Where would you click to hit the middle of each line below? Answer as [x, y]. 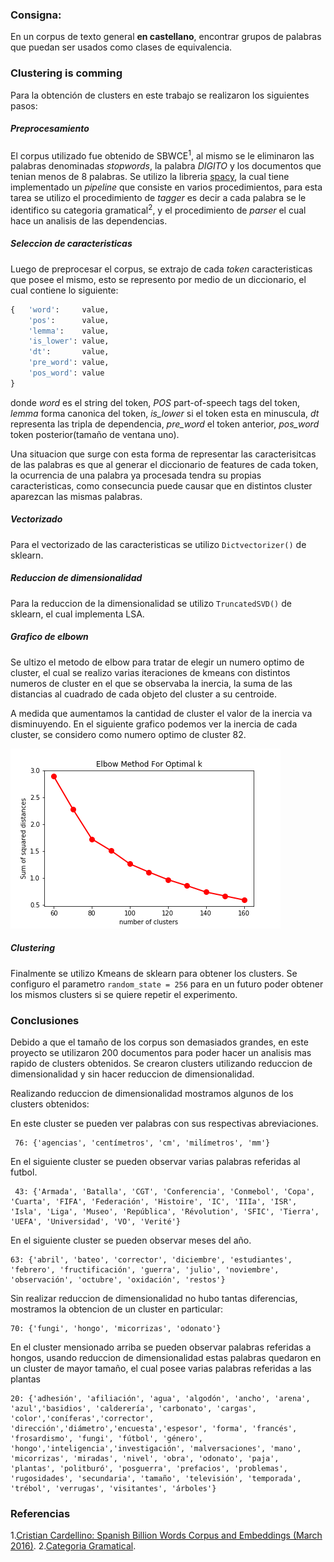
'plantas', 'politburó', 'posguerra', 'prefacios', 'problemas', [149, 1469]
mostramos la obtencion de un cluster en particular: [117, 1309]
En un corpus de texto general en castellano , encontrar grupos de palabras [166, 37]
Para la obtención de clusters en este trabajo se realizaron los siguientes [160, 95]
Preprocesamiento [50, 129]
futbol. [24, 1172]
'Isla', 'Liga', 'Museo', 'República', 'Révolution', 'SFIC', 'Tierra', [165, 1212]
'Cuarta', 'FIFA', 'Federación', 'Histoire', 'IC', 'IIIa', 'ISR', [154, 1202]
